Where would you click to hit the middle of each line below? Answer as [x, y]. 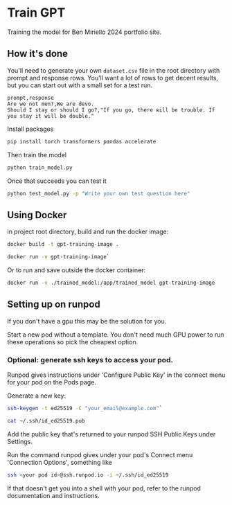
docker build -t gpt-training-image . [63, 245]
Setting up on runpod [54, 304]
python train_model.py [40, 168]
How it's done [37, 54]
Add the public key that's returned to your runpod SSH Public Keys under [111, 434]
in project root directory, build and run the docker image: [88, 232]
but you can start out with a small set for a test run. [80, 85]
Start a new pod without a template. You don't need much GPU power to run [116, 335]
